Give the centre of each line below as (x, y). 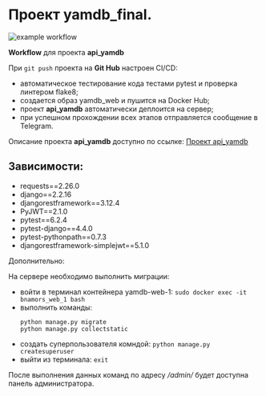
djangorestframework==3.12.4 (70, 202)
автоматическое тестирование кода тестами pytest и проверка (129, 83)
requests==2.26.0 (50, 186)
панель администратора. (51, 383)
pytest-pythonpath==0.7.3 (63, 237)
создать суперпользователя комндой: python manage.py (115, 344)
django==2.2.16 (46, 194)
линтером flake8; (49, 92)
